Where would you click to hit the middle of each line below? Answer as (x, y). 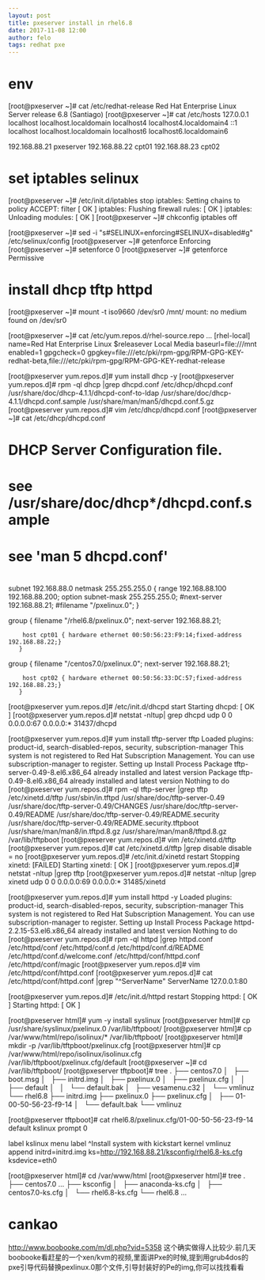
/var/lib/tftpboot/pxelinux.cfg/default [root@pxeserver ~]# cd (108, 1062)
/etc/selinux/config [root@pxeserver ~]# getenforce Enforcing (110, 241)
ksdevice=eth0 (33, 1160)
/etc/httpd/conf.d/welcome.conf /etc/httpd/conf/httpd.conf (104, 955)
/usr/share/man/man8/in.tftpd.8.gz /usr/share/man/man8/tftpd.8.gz (117, 831)
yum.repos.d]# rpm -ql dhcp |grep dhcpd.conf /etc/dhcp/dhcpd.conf (121, 384)
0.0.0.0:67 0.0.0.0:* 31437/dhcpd (62, 723)
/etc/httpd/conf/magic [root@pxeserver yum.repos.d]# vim (104, 964)
